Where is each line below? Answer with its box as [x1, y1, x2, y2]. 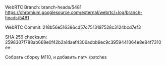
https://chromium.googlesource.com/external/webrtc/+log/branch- [5, 9, 143, 15]
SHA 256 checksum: [5, 34, 47, 40]
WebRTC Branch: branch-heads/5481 [5, 4, 82, 10]
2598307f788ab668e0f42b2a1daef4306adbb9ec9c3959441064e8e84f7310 [5, 39, 162, 45]
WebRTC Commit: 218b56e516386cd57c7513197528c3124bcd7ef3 [5, 24, 141, 30]
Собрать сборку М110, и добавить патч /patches [5, 54, 107, 60]
